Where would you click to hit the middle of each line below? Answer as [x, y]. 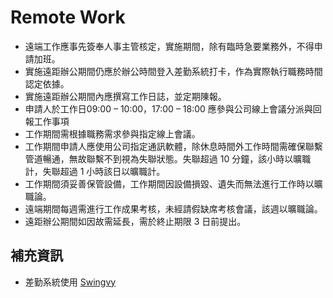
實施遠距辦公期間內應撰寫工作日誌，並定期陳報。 [125, 96]
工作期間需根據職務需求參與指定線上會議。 [112, 133]
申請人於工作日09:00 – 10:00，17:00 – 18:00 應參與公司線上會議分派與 [168, 108]
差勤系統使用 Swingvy [70, 282]
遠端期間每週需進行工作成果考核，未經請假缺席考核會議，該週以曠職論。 [173, 208]
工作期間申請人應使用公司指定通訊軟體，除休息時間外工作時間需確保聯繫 [173, 146]
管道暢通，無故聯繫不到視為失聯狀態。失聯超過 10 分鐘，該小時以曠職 [168, 158]
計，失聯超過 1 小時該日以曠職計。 [95, 171]
